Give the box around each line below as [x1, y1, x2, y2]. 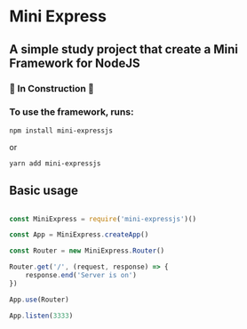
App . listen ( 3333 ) [9, 311, 74, 320]
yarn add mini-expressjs [9, 158, 101, 168]
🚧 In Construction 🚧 [9, 82, 95, 94]
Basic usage [9, 183, 78, 198]
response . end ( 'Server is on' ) [25, 271, 138, 280]
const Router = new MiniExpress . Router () [9, 246, 165, 255]
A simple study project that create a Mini [9, 42, 238, 57]
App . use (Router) [9, 295, 69, 304]
